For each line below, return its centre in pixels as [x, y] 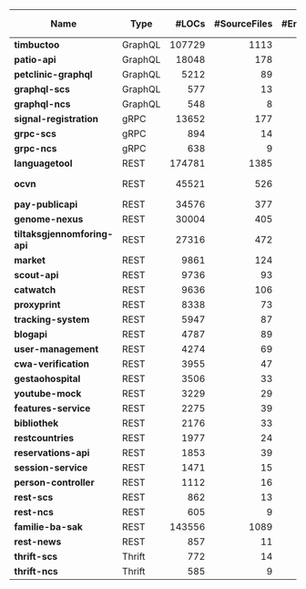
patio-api [35, 60]
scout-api [36, 275]
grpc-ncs [36, 148]
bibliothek [36, 423]
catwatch [35, 289]
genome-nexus [49, 219]
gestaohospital [47, 379]
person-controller [54, 482]
